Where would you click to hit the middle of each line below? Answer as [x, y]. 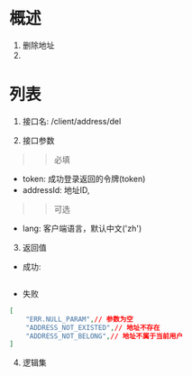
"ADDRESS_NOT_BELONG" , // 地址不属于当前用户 [104, 336]
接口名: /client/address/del [72, 121]
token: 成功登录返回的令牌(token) [84, 179]
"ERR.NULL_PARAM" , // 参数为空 [79, 319]
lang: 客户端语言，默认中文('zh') [82, 228]
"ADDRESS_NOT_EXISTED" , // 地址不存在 [93, 327]
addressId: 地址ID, [56, 189]
